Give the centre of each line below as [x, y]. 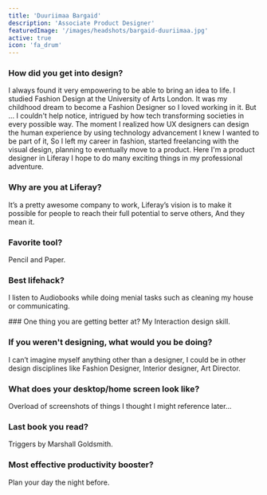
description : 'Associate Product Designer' [82, 23]
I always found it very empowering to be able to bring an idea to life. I [122, 90]
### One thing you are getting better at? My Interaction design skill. [120, 322]
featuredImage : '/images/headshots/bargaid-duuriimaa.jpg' [108, 30]
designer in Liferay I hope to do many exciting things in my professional [126, 158]
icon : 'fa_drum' [35, 45]
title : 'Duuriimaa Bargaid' [55, 16]
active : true [30, 38]
